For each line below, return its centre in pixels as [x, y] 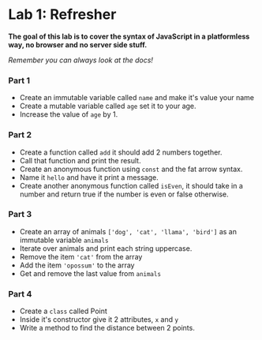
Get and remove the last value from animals [90, 273]
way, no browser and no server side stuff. [78, 44]
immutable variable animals [64, 240]
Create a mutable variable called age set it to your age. [108, 106]
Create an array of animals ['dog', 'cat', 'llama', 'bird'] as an [128, 231]
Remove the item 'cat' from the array [81, 256]
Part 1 [19, 80]
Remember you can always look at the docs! [81, 60]
